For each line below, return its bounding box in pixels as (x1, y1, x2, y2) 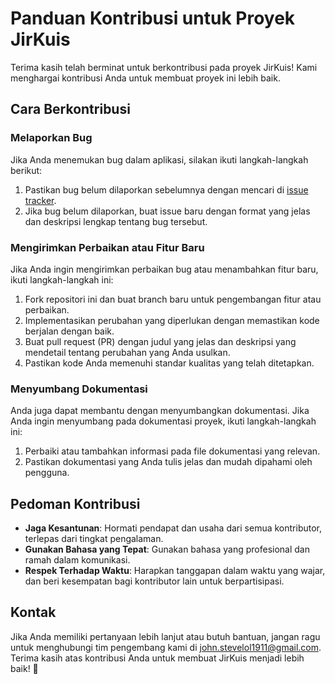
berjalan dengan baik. (24, 325, 115, 337)
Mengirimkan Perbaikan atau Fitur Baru (10, 240, 205, 254)
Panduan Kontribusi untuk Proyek (10, 7, 296, 30)
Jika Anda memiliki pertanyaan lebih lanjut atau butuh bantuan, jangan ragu (10, 630, 321, 642)
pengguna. (24, 467, 70, 479)
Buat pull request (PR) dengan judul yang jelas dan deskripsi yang (24, 335, 297, 347)
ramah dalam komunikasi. (24, 554, 131, 566)
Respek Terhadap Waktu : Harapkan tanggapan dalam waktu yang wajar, (24, 565, 326, 577)
